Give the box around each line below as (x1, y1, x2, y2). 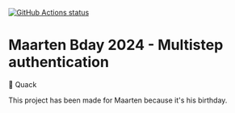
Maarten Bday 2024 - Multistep (8, 36, 224, 54)
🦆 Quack (8, 79, 37, 89)
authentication (8, 53, 109, 72)
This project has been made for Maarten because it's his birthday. (8, 95, 228, 105)
